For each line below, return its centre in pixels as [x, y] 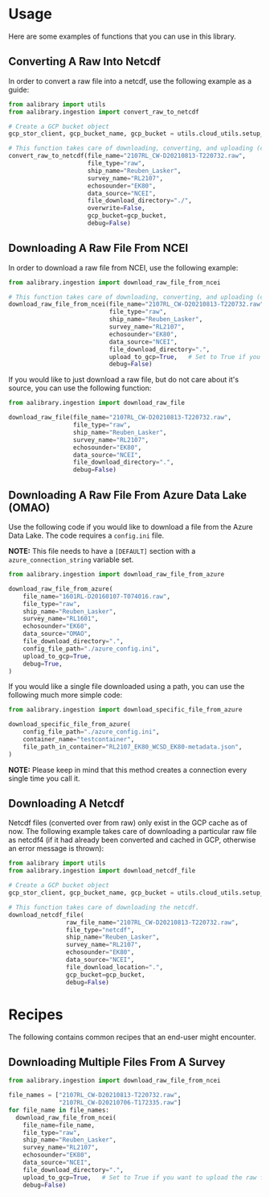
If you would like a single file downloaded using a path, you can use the [127, 687]
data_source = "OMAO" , [57, 634]
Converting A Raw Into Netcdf [85, 62]
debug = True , [43, 664]
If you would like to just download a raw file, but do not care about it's [124, 380]
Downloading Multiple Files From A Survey [117, 1062]
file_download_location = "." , [114, 967]
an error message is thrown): [56, 848]
